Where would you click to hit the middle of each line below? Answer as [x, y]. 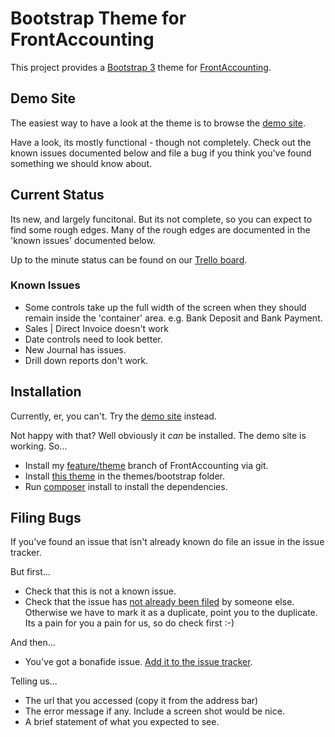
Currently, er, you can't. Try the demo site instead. [113, 416]
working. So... [39, 446]
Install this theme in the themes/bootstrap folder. [124, 476]
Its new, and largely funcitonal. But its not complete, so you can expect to [161, 219]
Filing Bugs [46, 518]
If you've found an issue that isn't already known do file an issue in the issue [167, 542]
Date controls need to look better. [93, 339]
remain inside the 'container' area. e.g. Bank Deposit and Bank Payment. [173, 318]
